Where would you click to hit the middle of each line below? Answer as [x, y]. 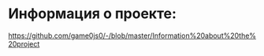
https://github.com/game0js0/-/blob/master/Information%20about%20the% [132, 35]
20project [24, 43]
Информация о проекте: [93, 14]
